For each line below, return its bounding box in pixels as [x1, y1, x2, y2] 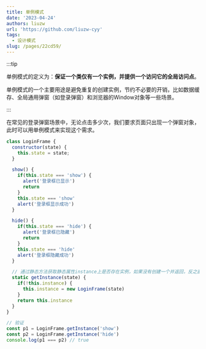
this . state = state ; [17, 150, 70, 156]
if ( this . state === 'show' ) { [17, 173, 92, 179]
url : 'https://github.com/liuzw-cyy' [6, 26, 103, 33]
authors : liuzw [6, 20, 45, 26]
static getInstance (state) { [12, 275, 86, 281]
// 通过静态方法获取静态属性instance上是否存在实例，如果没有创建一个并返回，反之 [12, 269, 197, 275]
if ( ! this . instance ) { [17, 280, 72, 286]
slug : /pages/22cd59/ [6, 44, 62, 50]
